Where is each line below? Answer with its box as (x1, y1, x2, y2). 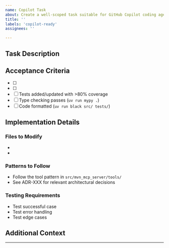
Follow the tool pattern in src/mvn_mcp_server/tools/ (12, 174, 122, 180)
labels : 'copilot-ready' (5, 21, 57, 27)
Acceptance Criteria (5, 66, 70, 75)
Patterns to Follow (5, 162, 50, 169)
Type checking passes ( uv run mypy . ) (19, 97, 100, 104)
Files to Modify (5, 133, 43, 140)
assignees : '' (5, 26, 35, 31)
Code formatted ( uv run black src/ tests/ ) (19, 103, 111, 109)
